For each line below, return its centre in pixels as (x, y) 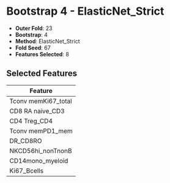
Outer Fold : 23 (34, 28)
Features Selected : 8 (42, 54)
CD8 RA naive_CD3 (37, 111)
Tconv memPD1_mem (41, 131)
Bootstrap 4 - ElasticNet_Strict (85, 11)
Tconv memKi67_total (41, 101)
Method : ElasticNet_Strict (48, 41)
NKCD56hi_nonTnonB (41, 151)
